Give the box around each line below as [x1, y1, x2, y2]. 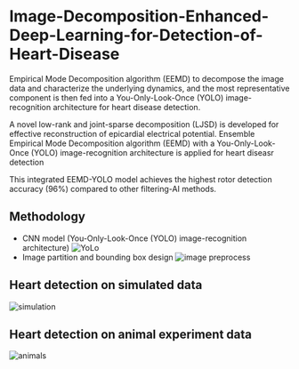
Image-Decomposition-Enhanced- [9, 6, 270, 27]
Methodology [9, 209, 86, 224]
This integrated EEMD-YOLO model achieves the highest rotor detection [9, 173, 273, 184]
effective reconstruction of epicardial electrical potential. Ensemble [9, 128, 255, 139]
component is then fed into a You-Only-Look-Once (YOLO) [9, 92, 224, 103]
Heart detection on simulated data [9, 277, 203, 293]
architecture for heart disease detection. [53, 101, 201, 112]
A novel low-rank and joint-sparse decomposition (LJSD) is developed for [9, 118, 279, 130]
